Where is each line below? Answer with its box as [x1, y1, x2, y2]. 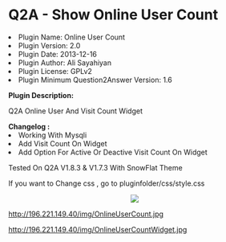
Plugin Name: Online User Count [18, 32, 126, 42]
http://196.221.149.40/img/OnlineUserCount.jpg [8, 209, 164, 219]
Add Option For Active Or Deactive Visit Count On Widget [18, 147, 208, 157]
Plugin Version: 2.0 [18, 40, 81, 50]
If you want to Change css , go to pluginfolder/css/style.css [8, 178, 205, 188]
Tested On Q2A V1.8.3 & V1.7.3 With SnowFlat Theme [8, 162, 183, 172]
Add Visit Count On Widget [18, 138, 107, 148]
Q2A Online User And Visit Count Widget [8, 106, 143, 116]
